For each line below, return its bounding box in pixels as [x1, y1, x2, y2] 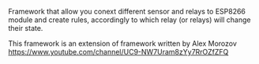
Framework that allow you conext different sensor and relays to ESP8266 [8, 7, 246, 16]
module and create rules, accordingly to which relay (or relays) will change [8, 15, 251, 24]
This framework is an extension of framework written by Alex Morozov [8, 39, 237, 48]
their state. [8, 24, 43, 32]
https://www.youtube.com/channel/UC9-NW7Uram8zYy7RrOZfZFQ [8, 47, 229, 56]
